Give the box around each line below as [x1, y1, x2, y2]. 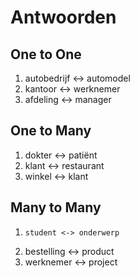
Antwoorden [10, 6, 117, 29]
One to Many [10, 122, 92, 140]
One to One [10, 46, 82, 63]
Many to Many [10, 199, 102, 216]
